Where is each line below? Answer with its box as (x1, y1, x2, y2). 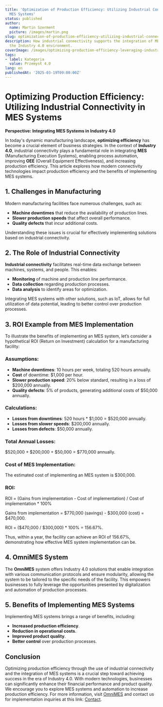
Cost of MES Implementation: (5, 461, 76, 468)
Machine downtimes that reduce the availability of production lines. (12, 210, 148, 216)
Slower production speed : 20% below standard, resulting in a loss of (12, 377, 151, 383)
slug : (5, 34, 16, 39)
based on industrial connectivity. (5, 235, 70, 240)
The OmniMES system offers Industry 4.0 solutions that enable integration (5, 566, 154, 572)
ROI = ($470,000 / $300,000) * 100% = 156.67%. (5, 524, 103, 530)
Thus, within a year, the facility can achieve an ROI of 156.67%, (5, 534, 131, 539)
